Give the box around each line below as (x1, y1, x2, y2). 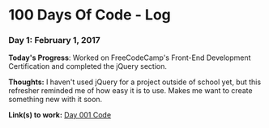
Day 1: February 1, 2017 (8, 35, 101, 46)
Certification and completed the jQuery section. (8, 62, 168, 71)
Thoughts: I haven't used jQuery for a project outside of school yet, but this (8, 77, 262, 87)
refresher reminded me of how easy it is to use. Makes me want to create (8, 86, 253, 96)
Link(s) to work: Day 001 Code (8, 110, 112, 120)
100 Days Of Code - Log (8, 6, 172, 24)
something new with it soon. (8, 95, 103, 105)
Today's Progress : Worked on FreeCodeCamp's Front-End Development (8, 53, 251, 62)
